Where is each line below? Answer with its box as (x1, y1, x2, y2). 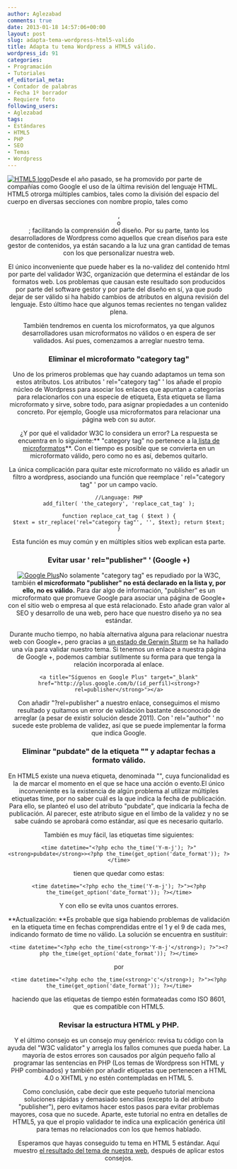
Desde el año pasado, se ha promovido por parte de (50, 174, 202, 183)
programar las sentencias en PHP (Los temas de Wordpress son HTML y (13, 1058, 225, 1067)
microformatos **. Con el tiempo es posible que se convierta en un (22, 444, 216, 453)
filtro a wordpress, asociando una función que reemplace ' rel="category (13, 473, 225, 482)
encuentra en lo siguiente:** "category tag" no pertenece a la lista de (17, 436, 221, 445)
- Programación (7, 63, 52, 70)
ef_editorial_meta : (7, 76, 65, 84)
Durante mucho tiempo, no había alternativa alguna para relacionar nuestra (9, 630, 229, 638)
